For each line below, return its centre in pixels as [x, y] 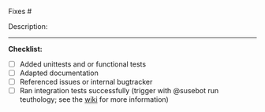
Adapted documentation [59, 73]
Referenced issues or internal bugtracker [86, 82]
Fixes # [20, 11]
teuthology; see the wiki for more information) [94, 99]
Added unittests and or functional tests [83, 64]
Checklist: [26, 49]
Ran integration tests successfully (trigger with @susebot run [119, 91]
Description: [28, 26]
